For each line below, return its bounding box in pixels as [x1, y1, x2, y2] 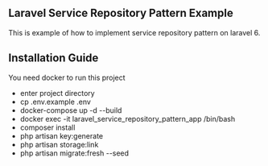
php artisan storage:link [19, 139, 99, 149]
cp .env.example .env [19, 97, 91, 106]
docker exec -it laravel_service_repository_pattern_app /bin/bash [19, 114, 236, 123]
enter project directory [19, 88, 95, 98]
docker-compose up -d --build [19, 105, 122, 115]
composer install [19, 122, 76, 132]
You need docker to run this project [8, 73, 126, 82]
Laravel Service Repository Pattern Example [8, 6, 233, 20]
